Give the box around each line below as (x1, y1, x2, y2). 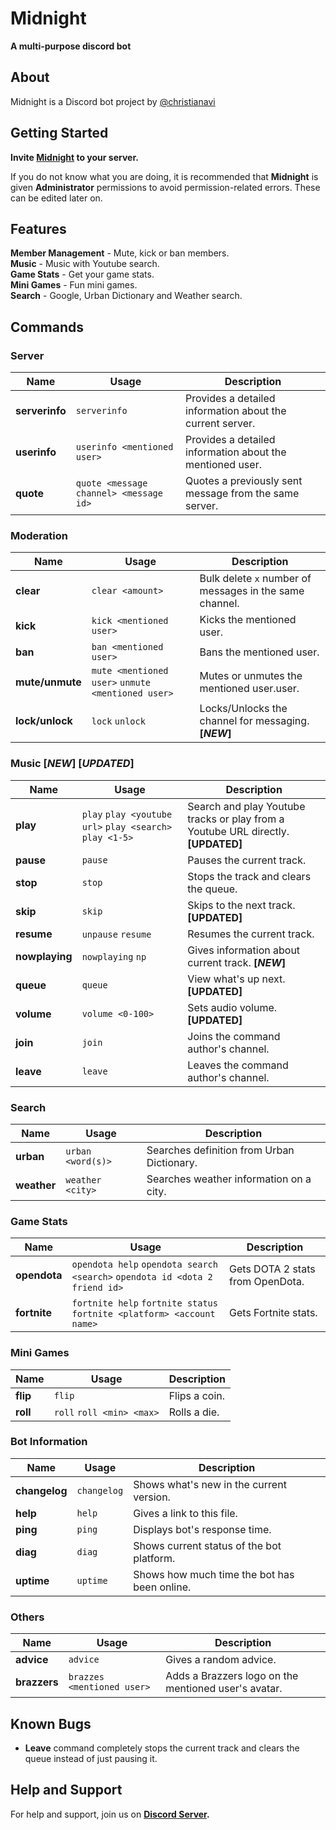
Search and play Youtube (187, 799, 306, 813)
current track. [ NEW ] (187, 955, 287, 969)
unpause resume (81, 928, 152, 940)
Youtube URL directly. (187, 824, 290, 838)
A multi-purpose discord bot (10, 40, 132, 52)
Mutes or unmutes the (199, 669, 303, 683)
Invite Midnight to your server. (10, 151, 139, 163)
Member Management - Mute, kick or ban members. (10, 247, 230, 259)
